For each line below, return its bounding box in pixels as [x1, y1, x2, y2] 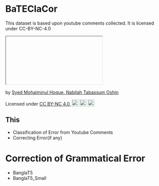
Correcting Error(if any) [12, 134, 63, 141]
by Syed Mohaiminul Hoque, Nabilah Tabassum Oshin [5, 89, 119, 95]
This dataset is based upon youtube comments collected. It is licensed [5, 20, 154, 26]
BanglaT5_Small [12, 175, 47, 181]
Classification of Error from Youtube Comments [12, 129, 113, 135]
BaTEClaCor [5, 3, 58, 15]
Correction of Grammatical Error [5, 152, 146, 164]
